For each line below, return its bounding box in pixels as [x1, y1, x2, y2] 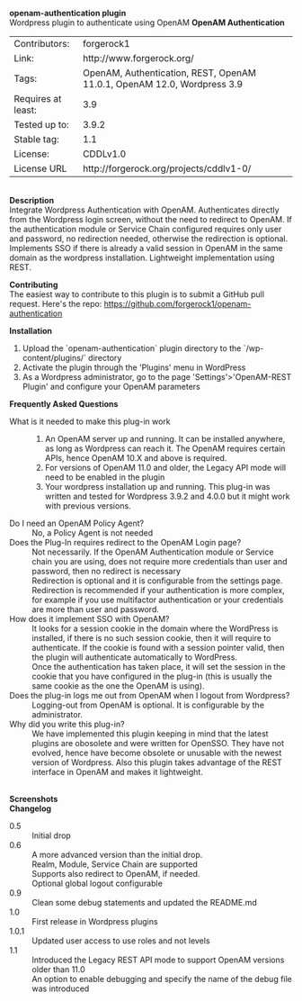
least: [13, 104, 38, 116]
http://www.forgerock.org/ [82, 52, 195, 64]
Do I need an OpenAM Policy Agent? [9, 518, 145, 528]
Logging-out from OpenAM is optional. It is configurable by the [31, 699, 265, 710]
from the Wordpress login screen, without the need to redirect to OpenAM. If [9, 214, 292, 224]
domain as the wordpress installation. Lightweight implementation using [9, 252, 275, 263]
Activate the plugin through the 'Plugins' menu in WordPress [22, 362, 246, 373]
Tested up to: [13, 119, 69, 131]
